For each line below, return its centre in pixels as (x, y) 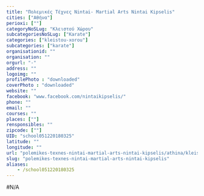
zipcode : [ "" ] (24, 130)
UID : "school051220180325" (40, 136)
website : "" (21, 91)
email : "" (19, 108)
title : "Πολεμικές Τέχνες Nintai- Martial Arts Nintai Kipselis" (90, 12)
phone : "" (19, 102)
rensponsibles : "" (29, 125)
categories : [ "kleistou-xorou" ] (47, 40)
